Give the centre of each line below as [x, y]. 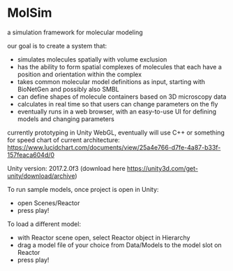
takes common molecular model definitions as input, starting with [111, 81]
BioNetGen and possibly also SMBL [68, 89]
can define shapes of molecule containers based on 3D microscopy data [122, 97]
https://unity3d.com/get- [163, 168]
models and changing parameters [66, 119]
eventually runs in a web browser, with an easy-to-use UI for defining [117, 111]
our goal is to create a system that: [57, 46]
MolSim [30, 13]
